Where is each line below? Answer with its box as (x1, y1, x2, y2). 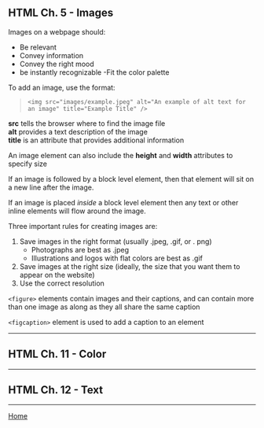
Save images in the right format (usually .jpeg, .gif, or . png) (19, 236, 212, 246)
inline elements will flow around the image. (8, 206, 147, 216)
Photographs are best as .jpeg (31, 245, 130, 254)
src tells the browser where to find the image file (8, 118, 166, 128)
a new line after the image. (8, 183, 94, 192)
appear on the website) (19, 270, 96, 279)
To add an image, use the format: (8, 83, 115, 92)
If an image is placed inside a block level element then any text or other (8, 197, 239, 207)
